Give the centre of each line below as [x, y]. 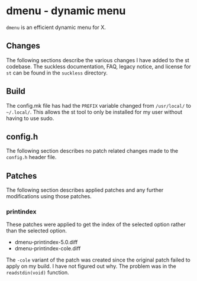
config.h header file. [31, 157]
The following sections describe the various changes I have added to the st [98, 60]
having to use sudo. [30, 118]
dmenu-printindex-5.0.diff [46, 242]
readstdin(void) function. [38, 273]
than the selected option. [36, 231]
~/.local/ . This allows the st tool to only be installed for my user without [94, 112]
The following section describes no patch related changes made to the [92, 151]
